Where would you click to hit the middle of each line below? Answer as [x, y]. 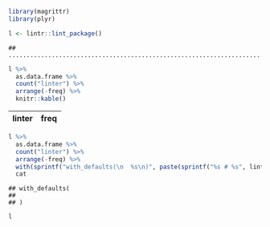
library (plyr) [32, 19]
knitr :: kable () [41, 99]
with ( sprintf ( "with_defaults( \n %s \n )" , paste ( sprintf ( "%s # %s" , [131, 167]
